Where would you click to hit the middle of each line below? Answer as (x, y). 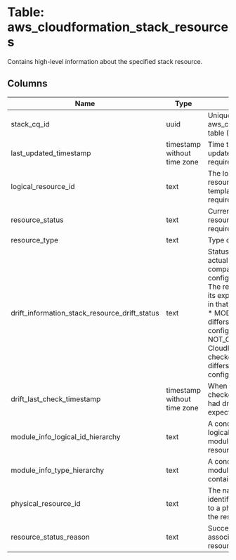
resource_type (34, 240)
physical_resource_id (46, 503)
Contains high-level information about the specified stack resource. (105, 61)
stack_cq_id (31, 124)
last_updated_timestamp (51, 153)
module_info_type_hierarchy (57, 470)
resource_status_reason (50, 537)
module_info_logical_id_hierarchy (66, 436)
